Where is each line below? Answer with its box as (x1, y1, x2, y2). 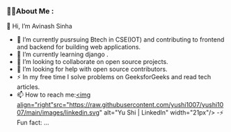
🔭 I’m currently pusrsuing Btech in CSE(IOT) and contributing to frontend (16, 35, 225, 44)
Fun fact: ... (16, 118, 49, 127)
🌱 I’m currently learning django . (16, 50, 109, 58)
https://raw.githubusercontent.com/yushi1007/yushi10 (69, 101, 224, 109)
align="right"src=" (16, 101, 70, 109)
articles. (16, 83, 40, 91)
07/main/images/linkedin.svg (16, 108, 100, 117)
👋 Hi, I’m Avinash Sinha (6, 22, 72, 31)
